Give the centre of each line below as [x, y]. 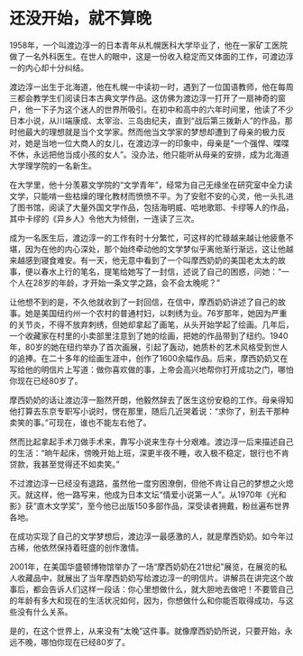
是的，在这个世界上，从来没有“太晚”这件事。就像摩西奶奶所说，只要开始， [147, 631]
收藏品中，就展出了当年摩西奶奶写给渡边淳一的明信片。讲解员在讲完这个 [151, 578]
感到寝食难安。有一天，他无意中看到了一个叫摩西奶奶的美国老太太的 [151, 260]
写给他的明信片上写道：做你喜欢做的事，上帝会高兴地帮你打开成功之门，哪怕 [151, 369]
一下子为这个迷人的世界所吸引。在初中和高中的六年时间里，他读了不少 [163, 109]
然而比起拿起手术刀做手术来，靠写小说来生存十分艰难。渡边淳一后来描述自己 [151, 442]
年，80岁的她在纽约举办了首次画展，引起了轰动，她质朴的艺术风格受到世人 [149, 347]
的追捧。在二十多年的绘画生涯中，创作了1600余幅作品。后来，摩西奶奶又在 [149, 358]
